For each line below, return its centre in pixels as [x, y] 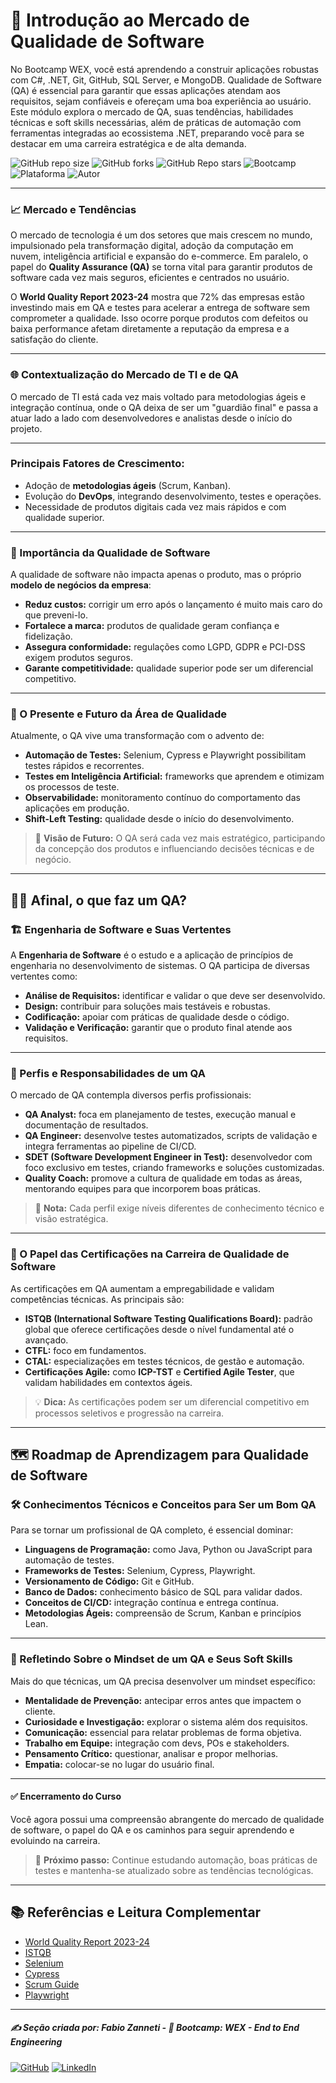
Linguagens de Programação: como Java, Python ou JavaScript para [168, 1550]
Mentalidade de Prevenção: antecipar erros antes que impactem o [163, 1700]
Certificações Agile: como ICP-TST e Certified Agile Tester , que [159, 1371]
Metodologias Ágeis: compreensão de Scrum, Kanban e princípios [163, 1613]
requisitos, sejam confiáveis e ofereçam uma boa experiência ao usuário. [161, 101]
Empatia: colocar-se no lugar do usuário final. [119, 1764]
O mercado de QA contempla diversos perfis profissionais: [131, 1095]
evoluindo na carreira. [55, 1840]
